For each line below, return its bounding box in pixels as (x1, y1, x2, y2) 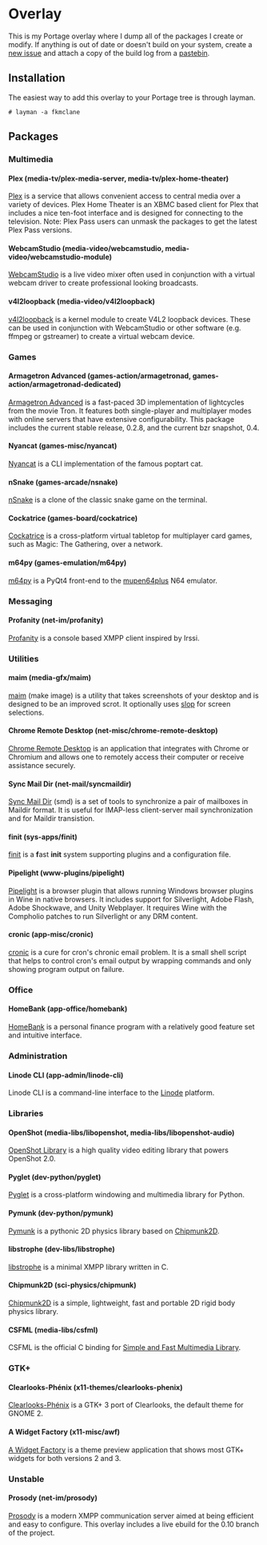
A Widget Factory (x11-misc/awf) (8, 1427, 121, 1436)
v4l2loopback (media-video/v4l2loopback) (8, 297, 156, 306)
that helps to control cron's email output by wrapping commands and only (8, 956, 252, 966)
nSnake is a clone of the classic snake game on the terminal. (8, 495, 208, 504)
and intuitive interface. (8, 1030, 82, 1040)
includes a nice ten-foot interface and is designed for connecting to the (8, 209, 244, 218)
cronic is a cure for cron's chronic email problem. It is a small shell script (8, 947, 247, 957)
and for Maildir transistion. (8, 814, 95, 823)
